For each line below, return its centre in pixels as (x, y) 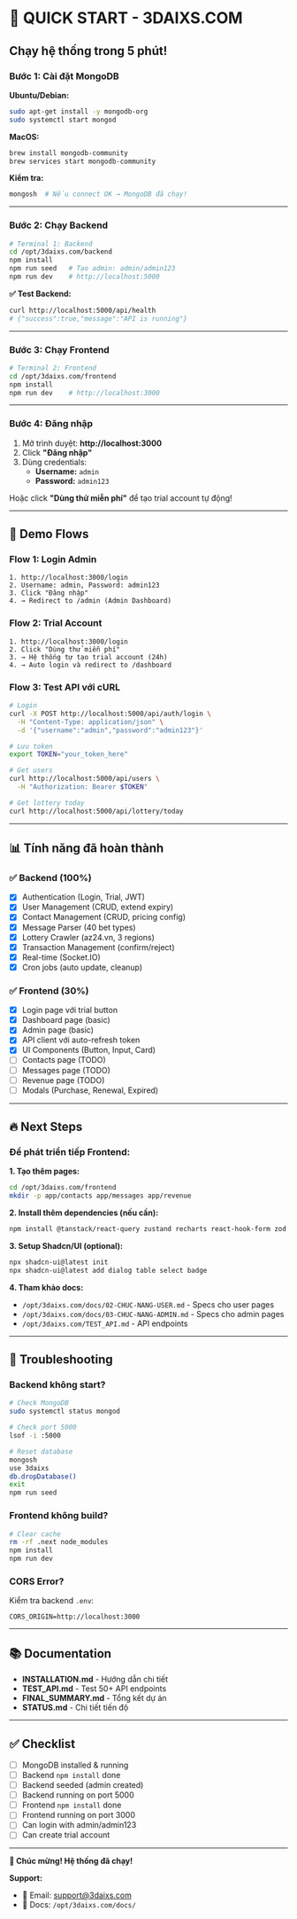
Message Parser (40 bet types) (79, 927)
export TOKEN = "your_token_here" (69, 754)
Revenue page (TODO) (63, 1080)
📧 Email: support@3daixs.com (77, 1895)
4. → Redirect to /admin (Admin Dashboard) (91, 601)
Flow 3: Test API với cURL (65, 687)
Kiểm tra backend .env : (52, 1601)
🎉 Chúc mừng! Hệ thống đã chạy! (71, 1861)
